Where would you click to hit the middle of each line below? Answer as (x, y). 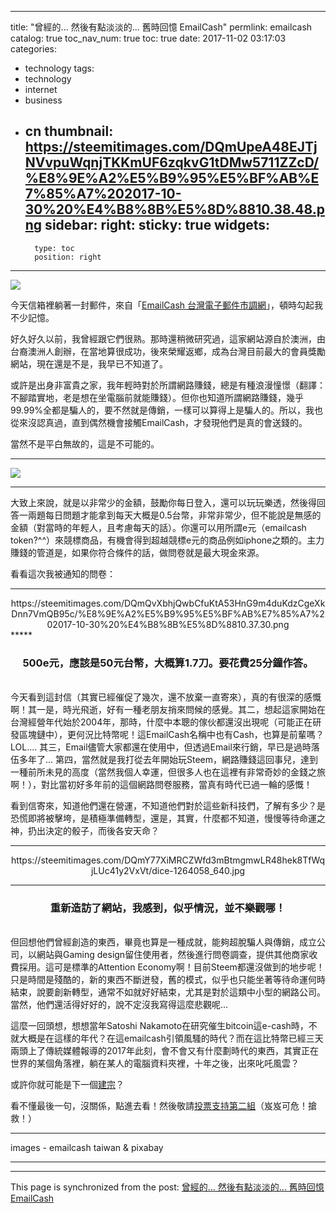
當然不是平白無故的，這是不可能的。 (85, 443)
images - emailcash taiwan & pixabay (87, 1148)
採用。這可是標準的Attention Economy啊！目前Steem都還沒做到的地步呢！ (171, 967)
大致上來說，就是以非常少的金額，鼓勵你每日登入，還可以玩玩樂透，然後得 (163, 502)
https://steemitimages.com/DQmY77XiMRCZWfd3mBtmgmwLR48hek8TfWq (168, 860)
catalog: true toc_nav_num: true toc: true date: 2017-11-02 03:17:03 (148, 38)
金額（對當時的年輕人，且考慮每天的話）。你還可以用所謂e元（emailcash (158, 527)
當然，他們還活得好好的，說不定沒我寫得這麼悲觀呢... (119, 1005)
